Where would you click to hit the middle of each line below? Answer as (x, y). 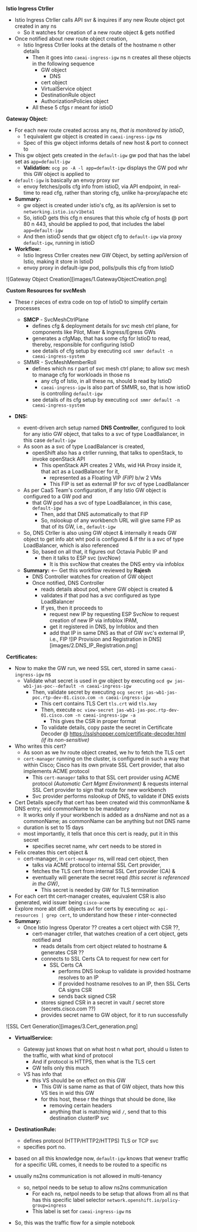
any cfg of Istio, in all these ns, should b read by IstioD (106, 381)
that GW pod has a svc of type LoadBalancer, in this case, (102, 503)
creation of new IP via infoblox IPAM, (94, 620)
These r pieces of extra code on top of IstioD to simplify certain (91, 302)
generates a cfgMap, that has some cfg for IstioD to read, (101, 338)
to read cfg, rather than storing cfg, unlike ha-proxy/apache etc (111, 193)
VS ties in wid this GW (67, 1093)
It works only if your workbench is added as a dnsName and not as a (106, 815)
